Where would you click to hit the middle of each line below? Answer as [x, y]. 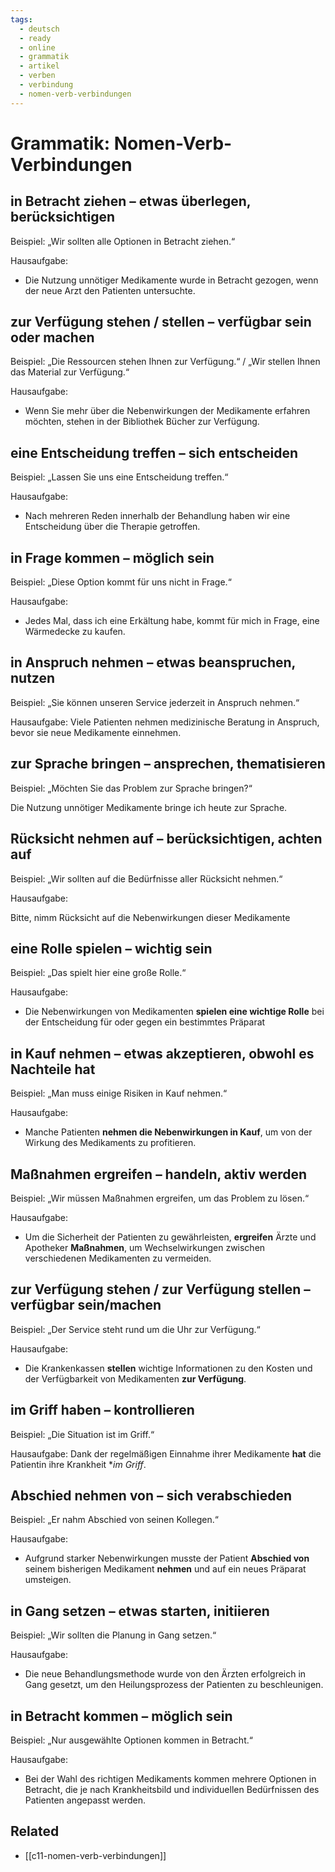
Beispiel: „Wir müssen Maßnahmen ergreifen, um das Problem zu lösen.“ [160, 1198]
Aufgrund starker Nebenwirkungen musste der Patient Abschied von [167, 1558]
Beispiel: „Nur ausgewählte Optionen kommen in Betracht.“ [131, 1740]
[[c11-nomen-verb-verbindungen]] [95, 1855]
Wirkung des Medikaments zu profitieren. [110, 1143]
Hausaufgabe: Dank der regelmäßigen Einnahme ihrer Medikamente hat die [166, 1453]
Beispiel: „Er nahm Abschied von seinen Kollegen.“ [114, 1520]
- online [37, 47]
